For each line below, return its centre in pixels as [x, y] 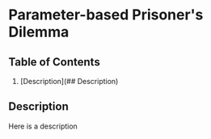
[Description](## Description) [69, 81]
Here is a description [43, 126]
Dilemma [39, 32]
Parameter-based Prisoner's [106, 15]
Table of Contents [55, 62]
